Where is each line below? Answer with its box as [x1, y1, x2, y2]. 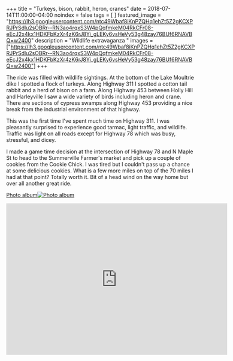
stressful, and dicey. [6, 136, 56, 143]
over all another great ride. [6, 180, 72, 187]
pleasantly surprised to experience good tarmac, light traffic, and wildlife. [6, 124, 187, 131]
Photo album [6, 192, 38, 198]
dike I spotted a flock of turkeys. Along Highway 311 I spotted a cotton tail [6, 80, 187, 87]
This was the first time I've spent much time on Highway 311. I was [6, 117, 170, 125]
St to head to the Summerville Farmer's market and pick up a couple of [6, 154, 181, 161]
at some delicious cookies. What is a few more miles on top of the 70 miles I [6, 167, 193, 174]
